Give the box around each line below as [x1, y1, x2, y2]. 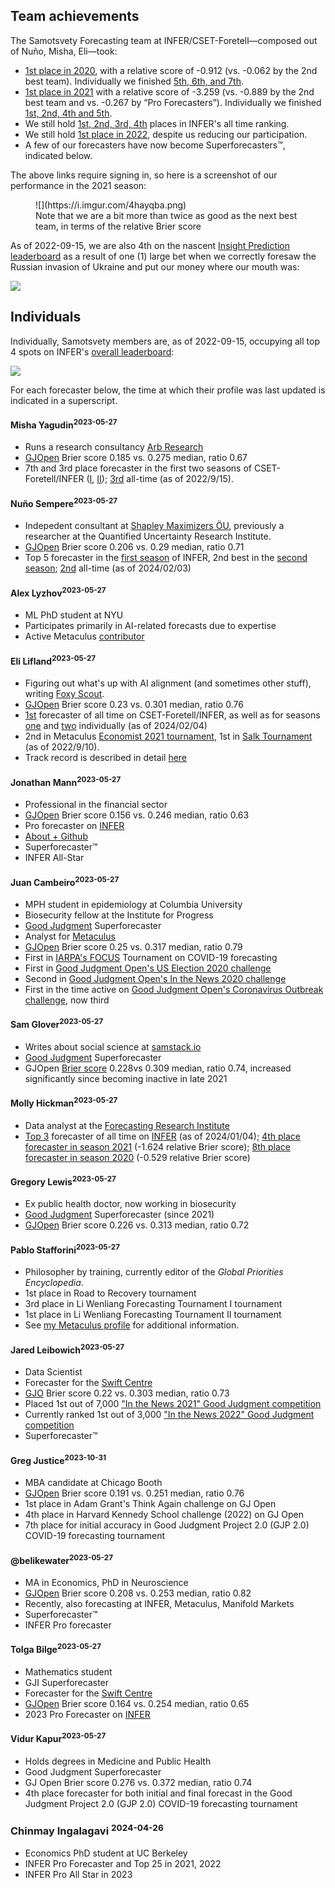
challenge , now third [24, 994, 110, 1006]
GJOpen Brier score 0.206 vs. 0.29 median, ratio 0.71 [24, 541, 245, 553]
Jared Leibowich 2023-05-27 [10, 1342, 125, 1356]
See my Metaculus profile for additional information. [24, 1319, 240, 1331]
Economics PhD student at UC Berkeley [24, 1847, 188, 1859]
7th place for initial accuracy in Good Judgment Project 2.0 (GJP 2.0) [24, 1519, 310, 1531]
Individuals [10, 309, 82, 326]
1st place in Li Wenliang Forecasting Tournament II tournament [24, 1309, 282, 1321]
